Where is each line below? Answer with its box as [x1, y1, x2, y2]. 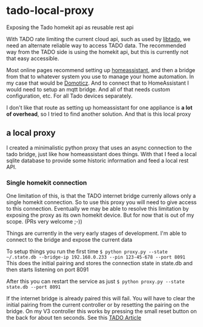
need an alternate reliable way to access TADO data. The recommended [6, 42, 187, 49]
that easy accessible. [6, 54, 59, 62]
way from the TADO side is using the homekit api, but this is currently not [6, 48, 189, 55]
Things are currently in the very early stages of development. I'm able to [6, 230, 187, 237]
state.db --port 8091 [6, 284, 61, 291]
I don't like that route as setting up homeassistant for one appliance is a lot [6, 104, 193, 111]
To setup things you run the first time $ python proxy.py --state [6, 248, 168, 255]
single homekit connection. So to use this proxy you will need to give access [6, 199, 197, 206]
